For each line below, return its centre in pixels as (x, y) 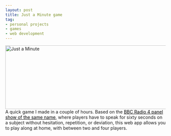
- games (13, 29)
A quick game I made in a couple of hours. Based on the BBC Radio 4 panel (84, 112)
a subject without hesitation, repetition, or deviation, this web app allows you (85, 123)
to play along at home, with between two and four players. (66, 128)
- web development (25, 34)
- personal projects (27, 24)
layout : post (19, 10)
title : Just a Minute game (34, 15)
